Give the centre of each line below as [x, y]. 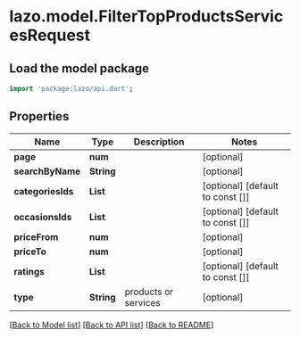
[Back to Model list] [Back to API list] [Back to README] [112, 325]
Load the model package [79, 68]
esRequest [50, 35]
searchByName [47, 171]
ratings [29, 271]
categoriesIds [44, 191]
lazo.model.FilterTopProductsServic [146, 16]
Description [159, 142]
